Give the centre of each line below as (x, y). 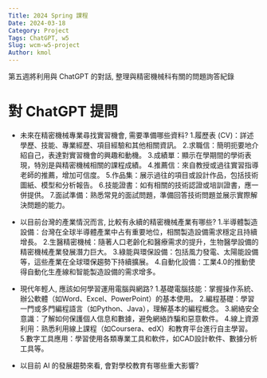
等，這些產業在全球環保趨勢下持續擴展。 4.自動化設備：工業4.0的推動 (134, 262)
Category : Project (39, 30)
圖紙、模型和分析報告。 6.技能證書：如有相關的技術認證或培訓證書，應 (135, 185)
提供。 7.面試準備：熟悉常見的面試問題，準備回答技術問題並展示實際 (139, 195)
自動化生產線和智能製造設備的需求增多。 (93, 271)
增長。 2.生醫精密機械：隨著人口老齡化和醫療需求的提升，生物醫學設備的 (139, 242)
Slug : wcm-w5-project (44, 45)
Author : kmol (30, 53)
